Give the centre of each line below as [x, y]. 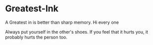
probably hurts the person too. [36, 37]
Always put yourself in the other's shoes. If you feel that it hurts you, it [77, 32]
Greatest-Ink [32, 9]
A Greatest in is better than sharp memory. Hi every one [62, 22]
